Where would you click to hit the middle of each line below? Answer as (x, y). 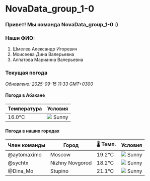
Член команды (27, 145)
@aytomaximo (25, 155)
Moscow (60, 155)
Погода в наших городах (32, 131)
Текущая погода (26, 73)
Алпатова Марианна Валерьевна (48, 60)
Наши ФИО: (20, 38)
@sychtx (18, 163)
